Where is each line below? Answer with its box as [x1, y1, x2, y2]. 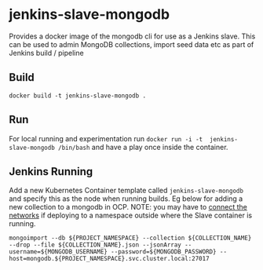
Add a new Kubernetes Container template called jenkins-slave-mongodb [9, 186, 244, 195]
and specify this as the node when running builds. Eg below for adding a [9, 194, 243, 203]
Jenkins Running [9, 165, 93, 178]
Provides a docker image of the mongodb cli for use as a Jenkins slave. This [9, 31, 256, 41]
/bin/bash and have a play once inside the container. [58, 142, 228, 151]
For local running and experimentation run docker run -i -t [9, 133, 203, 143]
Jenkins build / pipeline [9, 48, 85, 57]
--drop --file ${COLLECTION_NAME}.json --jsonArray [9, 241, 181, 249]
